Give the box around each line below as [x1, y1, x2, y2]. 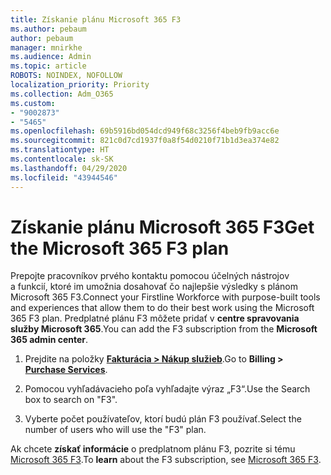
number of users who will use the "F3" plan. [24, 424, 207, 436]
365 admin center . [10, 334, 89, 346]
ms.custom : [10, 98, 56, 108]
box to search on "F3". [24, 394, 118, 406]
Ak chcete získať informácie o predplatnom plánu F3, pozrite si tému [10, 443, 296, 455]
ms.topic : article [10, 61, 87, 71]
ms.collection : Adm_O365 [10, 89, 114, 99]
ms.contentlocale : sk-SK [10, 154, 114, 164]
